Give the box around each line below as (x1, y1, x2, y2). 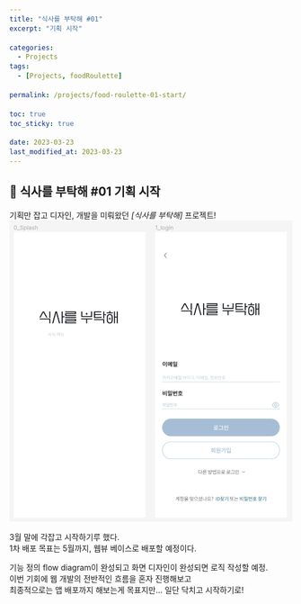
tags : (9, 62, 30, 71)
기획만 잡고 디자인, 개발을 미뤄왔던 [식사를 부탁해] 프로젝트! (9, 210, 217, 221)
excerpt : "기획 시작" (9, 23, 83, 33)
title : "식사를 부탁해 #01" (9, 14, 103, 23)
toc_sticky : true (9, 119, 75, 128)
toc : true (9, 109, 47, 119)
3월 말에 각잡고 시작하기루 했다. (9, 531, 120, 542)
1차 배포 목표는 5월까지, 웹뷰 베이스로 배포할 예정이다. (9, 543, 197, 554)
